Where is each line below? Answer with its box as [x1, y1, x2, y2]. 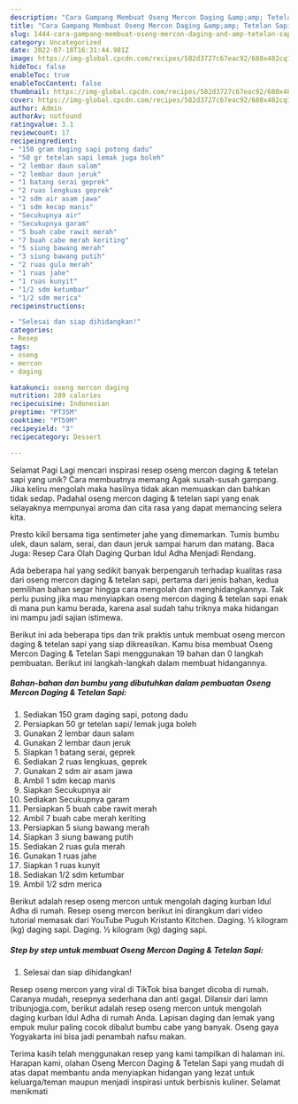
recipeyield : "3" [10, 424, 74, 433]
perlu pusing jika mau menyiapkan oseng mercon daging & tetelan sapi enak [10, 593, 288, 604]
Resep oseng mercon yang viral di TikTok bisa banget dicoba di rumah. [10, 984, 269, 995]
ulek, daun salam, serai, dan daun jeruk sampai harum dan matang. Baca [10, 538, 275, 549]
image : [10, 54, 34, 63]
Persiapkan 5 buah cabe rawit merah [22, 803, 157, 814]
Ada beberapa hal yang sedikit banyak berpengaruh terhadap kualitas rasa [10, 565, 282, 575]
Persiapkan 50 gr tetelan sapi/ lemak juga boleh [22, 719, 197, 730]
